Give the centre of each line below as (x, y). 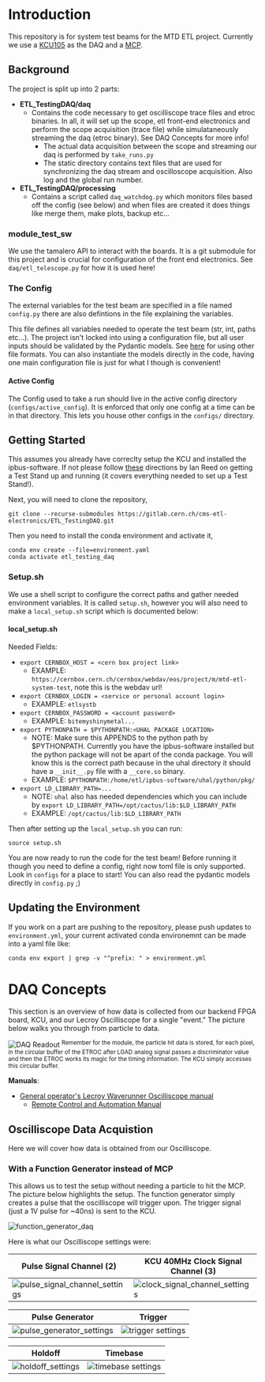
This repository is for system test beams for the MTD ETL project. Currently (131, 36)
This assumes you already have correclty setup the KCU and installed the (127, 459)
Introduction (50, 15)
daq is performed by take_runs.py (98, 154)
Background (39, 70)
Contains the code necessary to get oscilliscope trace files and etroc (143, 112)
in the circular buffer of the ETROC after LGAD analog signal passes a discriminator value (129, 1052)
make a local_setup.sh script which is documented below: (103, 611)
